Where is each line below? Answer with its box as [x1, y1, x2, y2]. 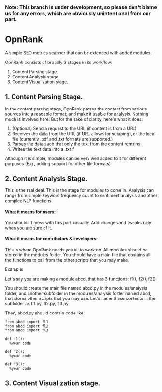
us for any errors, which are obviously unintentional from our [5, 10, 151, 16]
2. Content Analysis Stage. [5, 175, 88, 183]
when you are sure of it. [5, 225, 52, 231]
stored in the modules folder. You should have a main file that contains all [5, 251, 151, 258]
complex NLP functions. [5, 198, 53, 204]
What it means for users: [5, 209, 56, 215]
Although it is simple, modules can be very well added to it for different [5, 156, 147, 161]
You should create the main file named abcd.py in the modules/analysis [5, 285, 147, 291]
